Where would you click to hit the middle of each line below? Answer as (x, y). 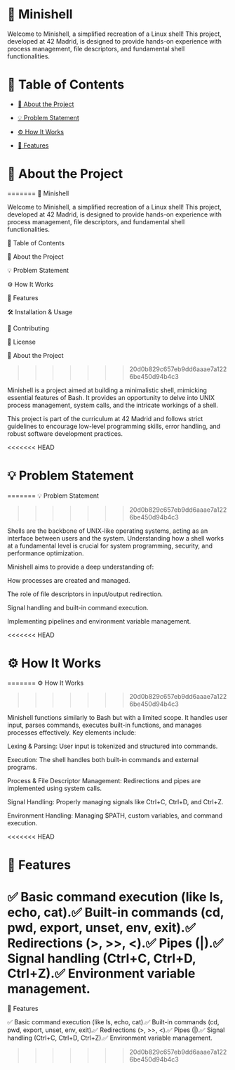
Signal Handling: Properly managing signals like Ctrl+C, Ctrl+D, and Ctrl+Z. (115, 801)
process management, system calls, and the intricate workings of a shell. (113, 405)
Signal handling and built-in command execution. (78, 607)
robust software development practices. (65, 433)
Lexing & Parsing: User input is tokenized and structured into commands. (113, 746)
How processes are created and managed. (69, 580)
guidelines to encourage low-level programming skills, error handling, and (114, 426)
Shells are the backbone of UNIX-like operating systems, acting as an (108, 531)
